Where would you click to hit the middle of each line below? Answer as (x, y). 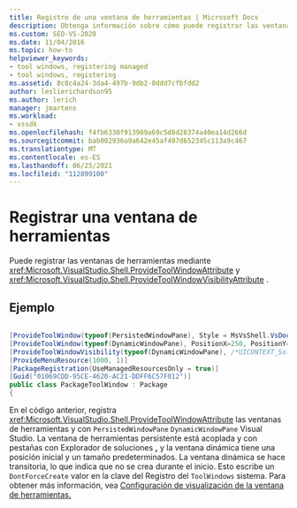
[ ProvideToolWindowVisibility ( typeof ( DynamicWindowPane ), (118, 352)
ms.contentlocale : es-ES (55, 157)
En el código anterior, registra (63, 410)
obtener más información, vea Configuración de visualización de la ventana (147, 485)
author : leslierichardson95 (61, 91)
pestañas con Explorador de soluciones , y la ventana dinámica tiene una (142, 447)
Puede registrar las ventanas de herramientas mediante (110, 261)
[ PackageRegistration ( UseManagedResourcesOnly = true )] (114, 368)
